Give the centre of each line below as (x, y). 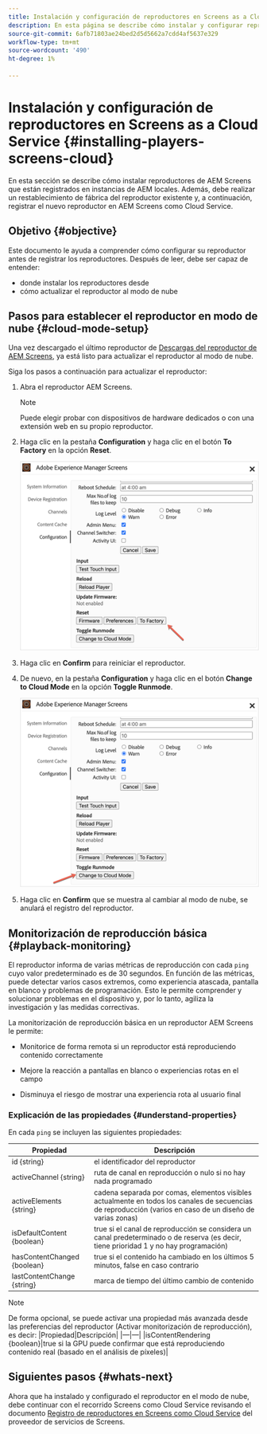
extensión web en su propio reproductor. (86, 426)
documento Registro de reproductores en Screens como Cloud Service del (130, 1413)
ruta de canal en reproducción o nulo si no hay (170, 1173)
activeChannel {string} (48, 1177)
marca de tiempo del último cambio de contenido (174, 1280)
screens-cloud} (61, 159)
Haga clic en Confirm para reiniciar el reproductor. (103, 663)
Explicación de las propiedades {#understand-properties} (122, 1114)
